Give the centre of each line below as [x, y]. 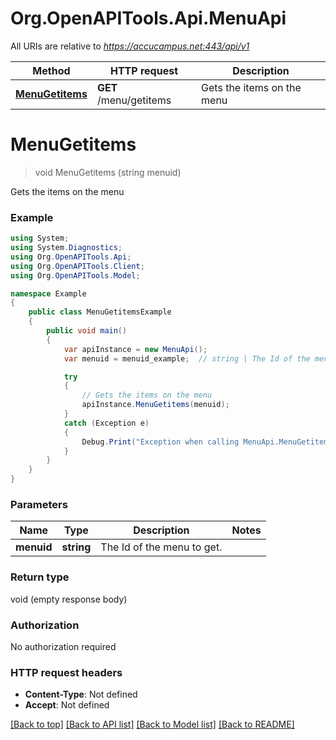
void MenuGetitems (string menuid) [108, 172]
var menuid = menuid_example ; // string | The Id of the [187, 358]
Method [51, 70]
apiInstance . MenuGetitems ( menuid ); [155, 405]
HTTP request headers [66, 672]
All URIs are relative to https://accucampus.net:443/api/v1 [130, 46]
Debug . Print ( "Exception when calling [160, 442]
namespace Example [48, 293]
